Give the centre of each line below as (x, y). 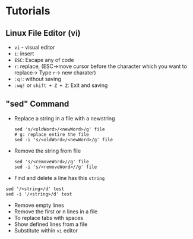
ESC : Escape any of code (44, 60)
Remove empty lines (39, 205)
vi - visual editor (34, 47)
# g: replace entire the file (52, 134)
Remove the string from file (48, 151)
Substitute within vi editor (46, 230)
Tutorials (28, 11)
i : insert (24, 54)
